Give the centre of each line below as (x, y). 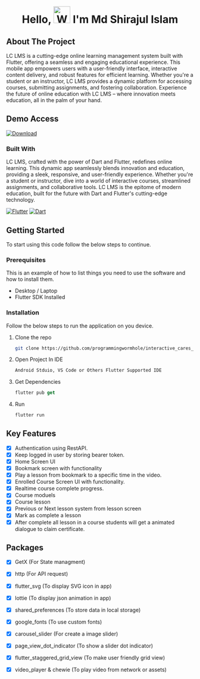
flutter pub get (35, 393)
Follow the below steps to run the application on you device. (80, 326)
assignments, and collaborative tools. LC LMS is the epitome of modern (94, 187)
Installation (23, 313)
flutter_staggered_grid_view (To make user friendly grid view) (90, 658)
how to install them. (30, 279)
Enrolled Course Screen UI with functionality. (70, 482)
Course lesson (32, 502)
